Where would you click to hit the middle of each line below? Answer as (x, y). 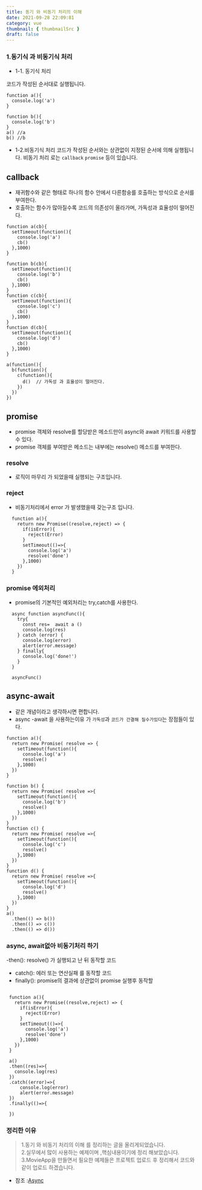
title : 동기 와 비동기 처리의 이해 (44, 12)
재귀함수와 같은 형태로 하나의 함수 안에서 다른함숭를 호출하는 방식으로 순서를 (105, 192)
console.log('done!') (50, 656)
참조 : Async (29, 1180)
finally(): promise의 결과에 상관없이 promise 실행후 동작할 (84, 981)
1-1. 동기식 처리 (33, 71)
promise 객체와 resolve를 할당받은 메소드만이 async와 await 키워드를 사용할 (106, 432)
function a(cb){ (27, 227)
